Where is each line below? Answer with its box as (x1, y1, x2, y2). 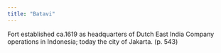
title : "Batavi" (7, 10, 55, 18)
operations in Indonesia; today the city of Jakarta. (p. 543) (7, 37, 178, 46)
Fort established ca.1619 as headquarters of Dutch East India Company (7, 30, 215, 38)
